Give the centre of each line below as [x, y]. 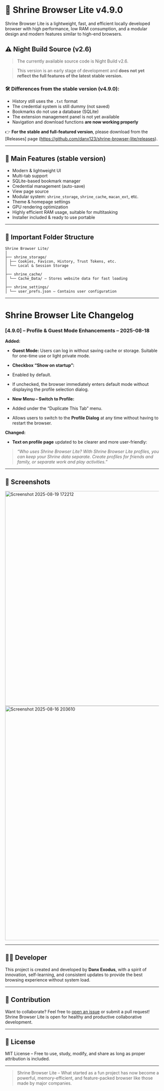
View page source [30, 191]
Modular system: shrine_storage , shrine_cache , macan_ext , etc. [75, 196]
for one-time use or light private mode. [51, 356]
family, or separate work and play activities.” [62, 462]
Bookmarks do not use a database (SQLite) [55, 111]
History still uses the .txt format [45, 101]
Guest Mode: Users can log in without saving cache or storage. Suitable [85, 351]
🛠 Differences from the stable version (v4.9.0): [62, 89]
